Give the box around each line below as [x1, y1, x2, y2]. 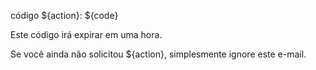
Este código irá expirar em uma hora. [10, 29, 163, 40]
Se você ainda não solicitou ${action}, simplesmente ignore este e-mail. [10, 48, 307, 60]
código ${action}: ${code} [10, 10, 119, 21]
